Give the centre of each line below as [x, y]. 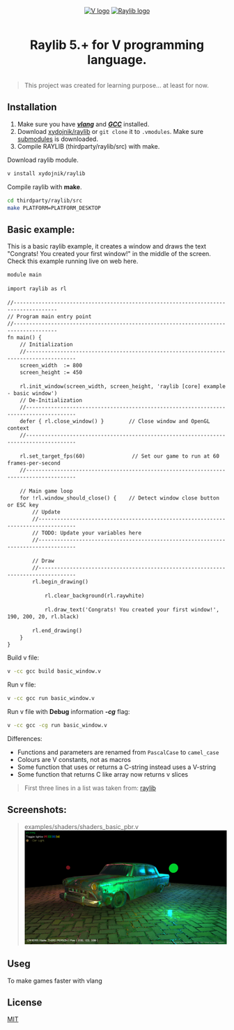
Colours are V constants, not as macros [74, 759]
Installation [32, 107]
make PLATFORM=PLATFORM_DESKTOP [54, 208]
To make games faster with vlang [55, 980]
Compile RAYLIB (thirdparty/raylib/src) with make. [88, 146]
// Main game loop [46, 491]
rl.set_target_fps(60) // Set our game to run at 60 [119, 456]
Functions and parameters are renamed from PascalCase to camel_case [118, 752]
